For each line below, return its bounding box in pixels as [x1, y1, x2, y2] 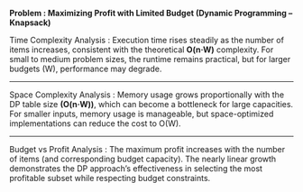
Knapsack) [9, 17, 51, 28]
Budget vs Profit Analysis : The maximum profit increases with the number [9, 144, 286, 154]
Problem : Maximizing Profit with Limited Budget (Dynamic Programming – [9, 8, 293, 18]
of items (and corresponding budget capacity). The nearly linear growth [9, 153, 277, 164]
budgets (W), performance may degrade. [9, 63, 162, 74]
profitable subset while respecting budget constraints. [9, 173, 211, 183]
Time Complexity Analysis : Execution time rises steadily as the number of [9, 35, 284, 45]
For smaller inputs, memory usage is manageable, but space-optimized [9, 108, 274, 119]
